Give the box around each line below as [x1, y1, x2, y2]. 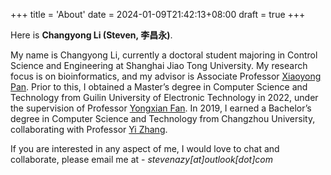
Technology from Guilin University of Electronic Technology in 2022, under [10, 92, 319, 103]
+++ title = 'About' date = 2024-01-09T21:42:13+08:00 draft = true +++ [10, 9, 306, 20]
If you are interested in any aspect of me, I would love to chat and [10, 143, 280, 154]
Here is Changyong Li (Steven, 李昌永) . [10, 29, 173, 41]
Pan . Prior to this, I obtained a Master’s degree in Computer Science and [10, 81, 308, 93]
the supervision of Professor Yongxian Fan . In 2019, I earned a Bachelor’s [10, 102, 312, 114]
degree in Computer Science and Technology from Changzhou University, [10, 113, 316, 124]
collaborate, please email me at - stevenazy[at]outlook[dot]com [10, 154, 273, 165]
